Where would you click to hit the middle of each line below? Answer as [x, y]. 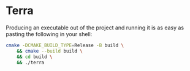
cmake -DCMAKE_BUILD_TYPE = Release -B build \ [65, 45]
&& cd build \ [35, 57]
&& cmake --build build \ [50, 51]
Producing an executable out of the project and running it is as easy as [95, 28]
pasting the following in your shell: [49, 34]
